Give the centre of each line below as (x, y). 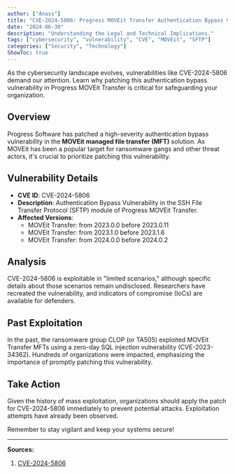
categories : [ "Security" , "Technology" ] (67, 46)
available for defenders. (41, 301)
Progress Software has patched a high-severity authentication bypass (108, 134)
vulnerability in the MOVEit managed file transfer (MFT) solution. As (106, 141)
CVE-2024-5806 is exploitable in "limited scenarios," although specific (109, 279)
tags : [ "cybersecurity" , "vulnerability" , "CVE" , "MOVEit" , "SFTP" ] (109, 40)
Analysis (27, 262)
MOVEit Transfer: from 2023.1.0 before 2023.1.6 (96, 232)
